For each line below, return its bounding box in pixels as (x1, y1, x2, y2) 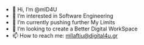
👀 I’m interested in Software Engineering (12, 12, 114, 19)
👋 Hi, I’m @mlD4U (12, 6, 57, 13)
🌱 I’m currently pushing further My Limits (12, 19, 115, 26)
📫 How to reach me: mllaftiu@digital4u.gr (12, 32, 118, 39)
